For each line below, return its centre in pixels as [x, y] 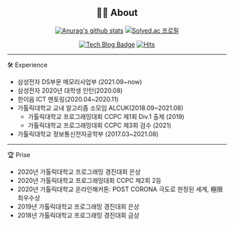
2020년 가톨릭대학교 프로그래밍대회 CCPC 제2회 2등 [89, 180]
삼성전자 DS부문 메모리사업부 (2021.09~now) [80, 81]
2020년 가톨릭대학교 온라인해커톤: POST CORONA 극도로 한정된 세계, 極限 [120, 189]
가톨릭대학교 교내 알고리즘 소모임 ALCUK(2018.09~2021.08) [100, 108]
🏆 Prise [19, 154]
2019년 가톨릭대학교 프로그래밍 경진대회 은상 [78, 207]
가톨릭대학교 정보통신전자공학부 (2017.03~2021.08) [88, 134]
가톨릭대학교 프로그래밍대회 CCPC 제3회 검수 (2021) [100, 125]
